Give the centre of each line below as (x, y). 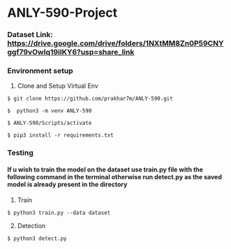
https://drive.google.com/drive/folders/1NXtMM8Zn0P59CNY (115, 43)
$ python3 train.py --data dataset (59, 213)
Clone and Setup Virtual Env (58, 86)
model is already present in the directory (67, 184)
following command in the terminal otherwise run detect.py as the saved (114, 176)
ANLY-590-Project (62, 13)
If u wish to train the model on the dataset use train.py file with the (105, 169)
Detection (31, 225)
